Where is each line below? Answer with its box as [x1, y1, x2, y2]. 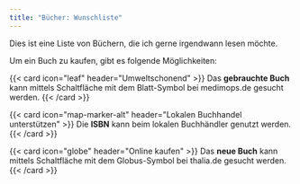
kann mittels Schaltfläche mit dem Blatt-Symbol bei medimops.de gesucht [9, 82, 284, 92]
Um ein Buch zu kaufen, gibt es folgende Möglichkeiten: [9, 55, 218, 66]
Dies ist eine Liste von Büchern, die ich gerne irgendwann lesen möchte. [9, 38, 278, 48]
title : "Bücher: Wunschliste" [9, 13, 123, 22]
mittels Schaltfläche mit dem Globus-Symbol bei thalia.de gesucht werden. [9, 154, 286, 166]
